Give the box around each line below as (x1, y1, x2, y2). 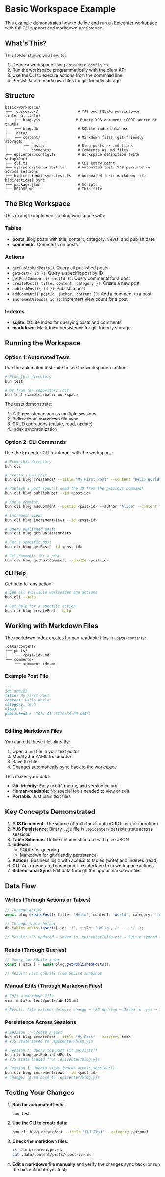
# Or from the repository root (5, 388, 69, 392)
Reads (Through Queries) (5, 946, 67, 953)
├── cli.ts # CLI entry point (5, 161, 115, 166)
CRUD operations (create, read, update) (12, 421, 93, 427)
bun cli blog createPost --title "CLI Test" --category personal (12, 1129, 149, 1134)
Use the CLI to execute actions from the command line (12, 72, 123, 78)
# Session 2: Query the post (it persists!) (5, 1048, 98, 1053)
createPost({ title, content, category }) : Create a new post (12, 280, 140, 286)
